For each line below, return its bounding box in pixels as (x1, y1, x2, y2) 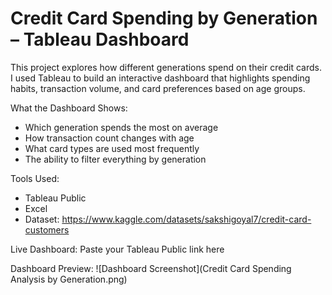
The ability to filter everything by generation (24, 153, 207, 165)
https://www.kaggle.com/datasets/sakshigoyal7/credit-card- (61, 213, 312, 225)
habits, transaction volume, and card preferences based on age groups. (10, 82, 306, 94)
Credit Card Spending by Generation (10, 7, 318, 30)
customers (24, 223, 70, 236)
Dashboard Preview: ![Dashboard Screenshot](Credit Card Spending (10, 262, 292, 274)
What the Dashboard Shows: (10, 102, 128, 114)
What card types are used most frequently (24, 142, 200, 154)
